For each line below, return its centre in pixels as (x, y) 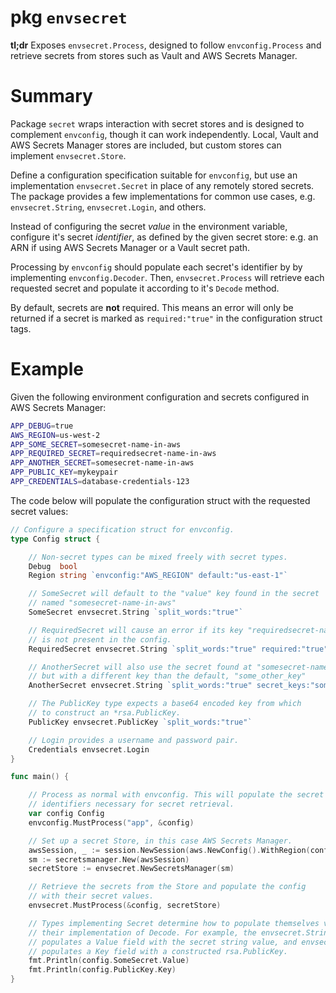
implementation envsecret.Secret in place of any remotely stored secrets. (162, 185)
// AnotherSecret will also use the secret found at (140, 667)
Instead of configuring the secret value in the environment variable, (149, 226)
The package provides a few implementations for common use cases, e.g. (163, 196)
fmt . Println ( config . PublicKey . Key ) (102, 970)
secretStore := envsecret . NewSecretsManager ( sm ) (131, 869)
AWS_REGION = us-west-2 (55, 435)
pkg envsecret (69, 17)
